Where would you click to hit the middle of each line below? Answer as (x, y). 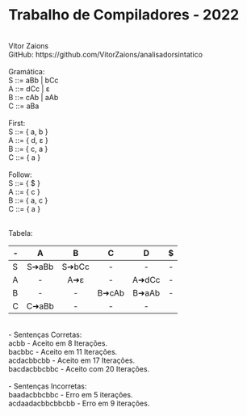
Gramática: (27, 71)
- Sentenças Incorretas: (48, 386)
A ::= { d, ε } (28, 140)
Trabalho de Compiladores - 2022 (124, 15)
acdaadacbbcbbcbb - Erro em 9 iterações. (79, 403)
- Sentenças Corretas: (45, 334)
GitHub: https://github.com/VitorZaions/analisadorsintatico (106, 54)
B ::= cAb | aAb (33, 97)
